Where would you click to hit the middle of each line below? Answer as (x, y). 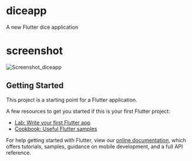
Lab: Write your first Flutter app (53, 122)
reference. (18, 152)
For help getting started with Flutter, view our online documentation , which (96, 140)
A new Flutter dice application (42, 27)
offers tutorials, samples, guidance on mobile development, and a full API (95, 146)
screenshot (35, 51)
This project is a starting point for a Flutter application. (72, 100)
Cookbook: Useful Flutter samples (56, 129)
